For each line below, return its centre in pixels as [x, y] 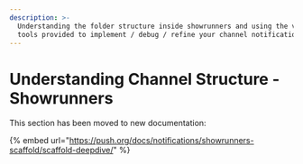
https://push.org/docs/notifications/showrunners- [161, 141]
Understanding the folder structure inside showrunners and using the [153, 26]
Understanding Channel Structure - [145, 79]
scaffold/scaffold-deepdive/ [62, 150]
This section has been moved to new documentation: [108, 123]
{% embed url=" [40, 141]
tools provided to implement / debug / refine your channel [133, 34]
